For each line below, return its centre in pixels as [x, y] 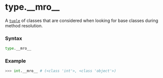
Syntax [14, 38]
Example [16, 61]
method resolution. [24, 25]
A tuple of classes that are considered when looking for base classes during [82, 20]
